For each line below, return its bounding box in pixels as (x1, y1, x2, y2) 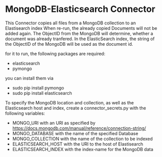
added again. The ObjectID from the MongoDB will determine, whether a (5, 30, 153, 36)
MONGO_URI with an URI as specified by (12, 120, 96, 126)
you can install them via (5, 75, 54, 81)
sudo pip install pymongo (12, 84, 65, 90)
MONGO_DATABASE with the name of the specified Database (12, 130, 138, 136)
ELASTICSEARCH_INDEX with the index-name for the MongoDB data (12, 146, 154, 152)
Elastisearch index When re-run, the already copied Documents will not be (5, 25, 158, 31)
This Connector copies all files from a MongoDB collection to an (5, 20, 136, 26)
